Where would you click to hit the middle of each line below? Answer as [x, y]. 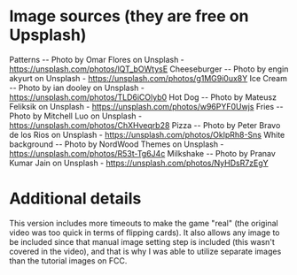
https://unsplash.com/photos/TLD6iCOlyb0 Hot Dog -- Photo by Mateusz [143, 97]
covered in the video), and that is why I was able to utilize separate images [145, 251]
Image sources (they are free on [129, 16]
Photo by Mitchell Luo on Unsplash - [76, 116]
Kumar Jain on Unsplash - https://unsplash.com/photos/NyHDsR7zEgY [139, 163]
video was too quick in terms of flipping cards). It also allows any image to [145, 233]
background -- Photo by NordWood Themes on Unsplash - [117, 144]
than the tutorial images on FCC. [68, 260]
